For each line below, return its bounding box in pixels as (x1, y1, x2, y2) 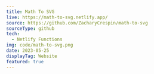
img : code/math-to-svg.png (6, 42, 73, 48)
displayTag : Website (6, 53, 58, 59)
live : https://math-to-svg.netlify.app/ (6, 14, 109, 20)
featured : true (6, 58, 44, 64)
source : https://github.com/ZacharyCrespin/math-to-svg (6, 20, 148, 26)
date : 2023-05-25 (6, 48, 50, 54)
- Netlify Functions (11, 36, 63, 42)
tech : (6, 31, 20, 37)
